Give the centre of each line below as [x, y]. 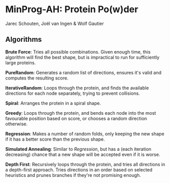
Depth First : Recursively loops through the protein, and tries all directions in [85, 164]
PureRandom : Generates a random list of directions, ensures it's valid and [83, 72]
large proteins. [20, 63]
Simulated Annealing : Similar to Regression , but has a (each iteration [78, 149]
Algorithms [24, 40]
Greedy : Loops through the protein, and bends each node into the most [81, 113]
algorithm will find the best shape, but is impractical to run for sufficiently [82, 57]
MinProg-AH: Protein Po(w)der [72, 9]
